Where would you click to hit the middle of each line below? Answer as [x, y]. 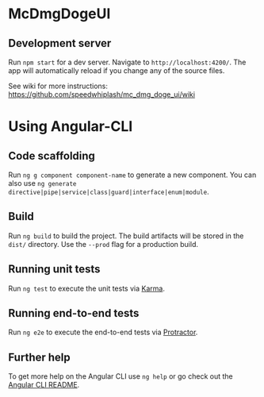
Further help [40, 357]
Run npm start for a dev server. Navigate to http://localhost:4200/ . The [127, 62]
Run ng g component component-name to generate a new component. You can [132, 175]
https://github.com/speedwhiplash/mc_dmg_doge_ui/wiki [102, 94]
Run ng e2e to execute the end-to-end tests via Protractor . [103, 332]
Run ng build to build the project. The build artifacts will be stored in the [126, 236]
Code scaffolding [52, 156]
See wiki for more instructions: [58, 86]
